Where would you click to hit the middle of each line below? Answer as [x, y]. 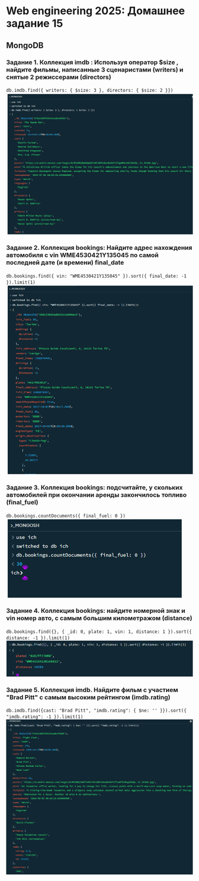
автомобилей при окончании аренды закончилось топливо [97, 495]
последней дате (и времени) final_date [65, 263]
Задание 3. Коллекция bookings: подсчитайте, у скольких [94, 488]
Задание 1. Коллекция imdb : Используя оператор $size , [92, 62]
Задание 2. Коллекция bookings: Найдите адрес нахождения [99, 248]
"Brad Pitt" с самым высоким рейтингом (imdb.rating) [88, 697]
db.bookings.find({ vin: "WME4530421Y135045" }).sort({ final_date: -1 [96, 276]
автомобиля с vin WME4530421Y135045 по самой [82, 255]
